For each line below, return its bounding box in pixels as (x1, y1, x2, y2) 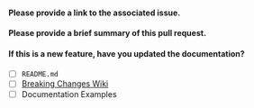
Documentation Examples (21, 88, 118, 99)
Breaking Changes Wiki (21, 78, 109, 89)
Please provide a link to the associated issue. (8, 7, 181, 18)
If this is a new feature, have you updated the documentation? (8, 48, 245, 58)
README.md (21, 70, 59, 79)
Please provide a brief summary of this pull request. (8, 28, 207, 39)
